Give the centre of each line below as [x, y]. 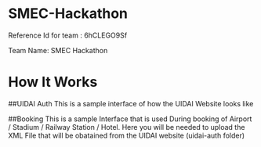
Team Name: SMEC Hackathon [58, 50]
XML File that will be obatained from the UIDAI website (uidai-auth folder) [127, 135]
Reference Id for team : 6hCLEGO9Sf [68, 35]
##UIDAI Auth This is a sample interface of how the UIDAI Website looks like [131, 103]
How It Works [53, 82]
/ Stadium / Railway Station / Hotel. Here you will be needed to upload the [127, 127]
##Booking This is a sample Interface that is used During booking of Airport [130, 119]
